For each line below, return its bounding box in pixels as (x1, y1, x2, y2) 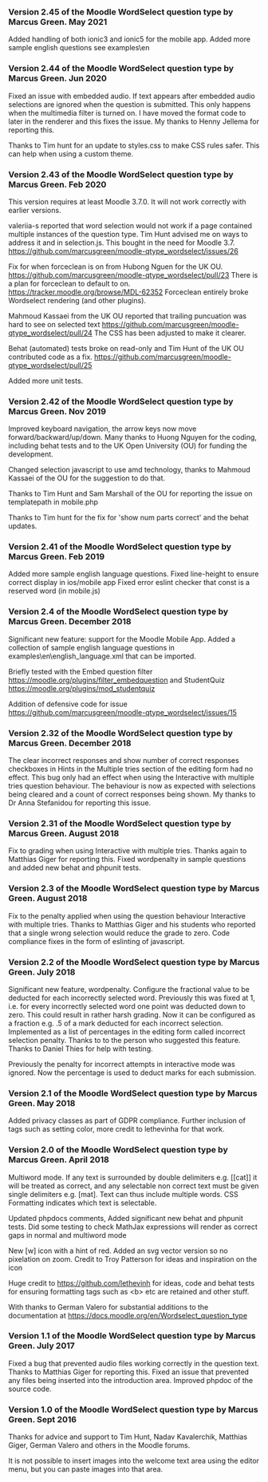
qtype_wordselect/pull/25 (8, 360, 93, 370)
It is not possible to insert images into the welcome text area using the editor (8, 1456, 259, 1466)
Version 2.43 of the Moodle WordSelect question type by (8, 168, 234, 180)
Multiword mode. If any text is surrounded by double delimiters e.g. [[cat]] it (8, 1172, 258, 1182)
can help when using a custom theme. (8, 148, 134, 158)
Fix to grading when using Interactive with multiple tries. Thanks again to (8, 846, 247, 856)
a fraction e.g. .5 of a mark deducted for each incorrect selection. (8, 1018, 223, 1028)
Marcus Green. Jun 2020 (8, 73, 108, 84)
